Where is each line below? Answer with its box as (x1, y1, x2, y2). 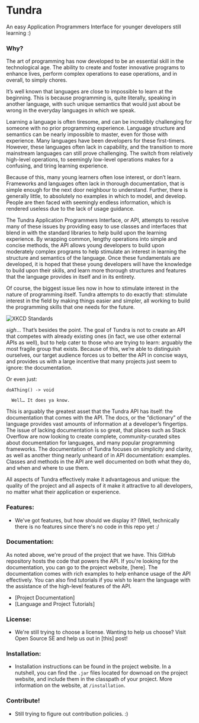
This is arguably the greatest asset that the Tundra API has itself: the (6, 408, 173, 415)
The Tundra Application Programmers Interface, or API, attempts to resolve (6, 217, 189, 224)
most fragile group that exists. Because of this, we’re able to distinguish (6, 346, 181, 353)
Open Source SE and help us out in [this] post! (14, 635, 128, 642)
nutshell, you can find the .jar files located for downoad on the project (14, 669, 188, 676)
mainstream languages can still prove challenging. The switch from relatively (6, 150, 193, 157)
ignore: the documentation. (6, 364, 72, 372)
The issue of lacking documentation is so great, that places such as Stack (6, 427, 187, 434)
